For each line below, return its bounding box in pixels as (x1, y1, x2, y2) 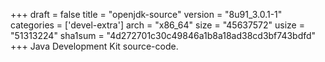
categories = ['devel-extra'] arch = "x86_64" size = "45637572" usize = (10, 19, 305, 31)
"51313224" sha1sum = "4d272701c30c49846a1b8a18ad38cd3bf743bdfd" (10, 30, 317, 41)
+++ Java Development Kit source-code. (10, 40, 179, 52)
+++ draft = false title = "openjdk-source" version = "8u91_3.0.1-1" (10, 9, 283, 20)
